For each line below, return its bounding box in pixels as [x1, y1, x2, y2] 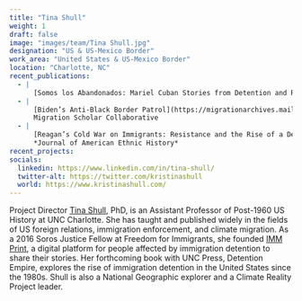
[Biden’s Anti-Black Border [32, 105, 139, 114]
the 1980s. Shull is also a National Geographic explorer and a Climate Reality [9, 271, 292, 283]
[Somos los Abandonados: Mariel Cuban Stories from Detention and [32, 88, 288, 97]
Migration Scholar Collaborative [32, 113, 159, 122]
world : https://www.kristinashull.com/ [17, 181, 167, 190]
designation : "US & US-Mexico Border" [9, 47, 155, 56]
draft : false [9, 30, 58, 39]
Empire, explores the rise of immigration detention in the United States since [9, 262, 292, 273]
